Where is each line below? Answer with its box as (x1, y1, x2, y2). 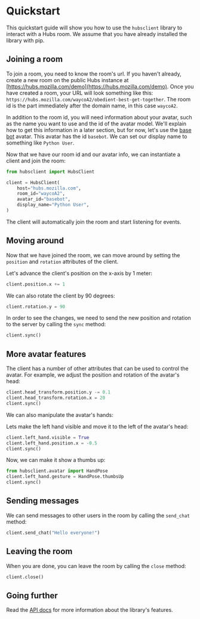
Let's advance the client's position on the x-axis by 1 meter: (6, 269, 152, 277)
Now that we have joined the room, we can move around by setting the (6, 251, 180, 259)
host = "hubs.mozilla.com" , (17, 185, 82, 191)
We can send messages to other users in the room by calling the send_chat (6, 512, 190, 519)
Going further (6, 590, 58, 600)
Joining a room (6, 54, 63, 64)
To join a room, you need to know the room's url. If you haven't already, (6, 70, 181, 77)
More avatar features (6, 349, 87, 359)
